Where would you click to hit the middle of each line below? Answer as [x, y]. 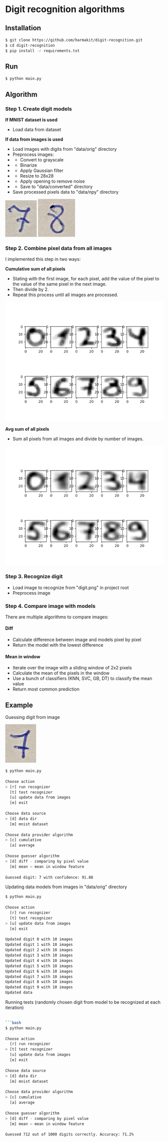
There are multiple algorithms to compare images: [57, 617]
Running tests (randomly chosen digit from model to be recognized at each [83, 1002]
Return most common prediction [46, 689]
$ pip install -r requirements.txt [43, 51]
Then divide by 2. [31, 290]
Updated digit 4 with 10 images [39, 960]
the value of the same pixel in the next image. [60, 284]
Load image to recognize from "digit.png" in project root [71, 587]
